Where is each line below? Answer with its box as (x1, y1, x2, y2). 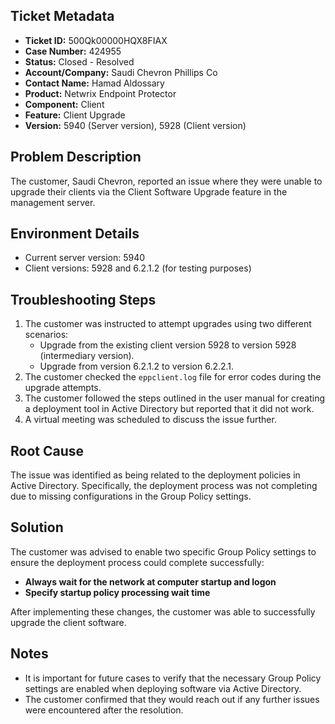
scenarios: (24, 329, 69, 341)
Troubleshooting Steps (10, 291, 157, 308)
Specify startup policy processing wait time (24, 586, 211, 598)
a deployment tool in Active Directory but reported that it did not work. (24, 403, 315, 415)
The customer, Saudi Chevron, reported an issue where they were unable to (10, 175, 323, 187)
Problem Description (10, 149, 142, 166)
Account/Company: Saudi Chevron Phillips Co (24, 66, 218, 78)
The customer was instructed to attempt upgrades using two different (24, 318, 312, 330)
